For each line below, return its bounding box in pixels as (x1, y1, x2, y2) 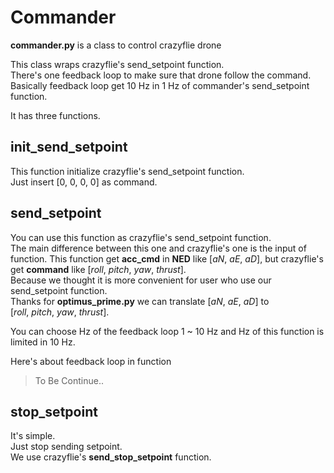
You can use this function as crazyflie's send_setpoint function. (10, 231, 272, 243)
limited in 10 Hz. (10, 336, 76, 348)
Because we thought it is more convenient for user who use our (10, 274, 272, 286)
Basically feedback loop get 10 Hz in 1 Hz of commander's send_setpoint (10, 79, 310, 91)
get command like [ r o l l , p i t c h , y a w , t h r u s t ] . (10, 263, 187, 275)
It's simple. (10, 430, 56, 442)
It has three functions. (10, 109, 101, 121)
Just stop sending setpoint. (10, 441, 123, 453)
